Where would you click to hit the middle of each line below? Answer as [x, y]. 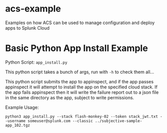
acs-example [33, 9]
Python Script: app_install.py [36, 62]
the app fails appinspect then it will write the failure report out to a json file [82, 92]
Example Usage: [22, 107]
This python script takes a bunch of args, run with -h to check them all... [80, 72]
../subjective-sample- [119, 121]
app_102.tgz [18, 125]
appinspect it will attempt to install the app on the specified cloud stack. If [81, 87]
